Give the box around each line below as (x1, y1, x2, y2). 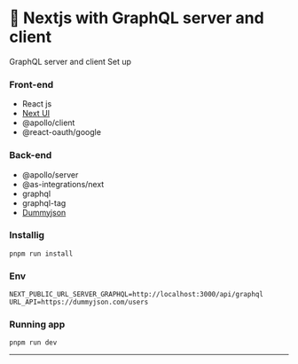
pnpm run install (9, 249, 74, 258)
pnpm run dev (9, 338, 58, 347)
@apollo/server (21, 169, 79, 180)
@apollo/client (21, 117, 75, 128)
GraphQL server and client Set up (9, 56, 131, 67)
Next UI (21, 108, 51, 119)
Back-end (9, 149, 52, 162)
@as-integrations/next (21, 178, 105, 189)
